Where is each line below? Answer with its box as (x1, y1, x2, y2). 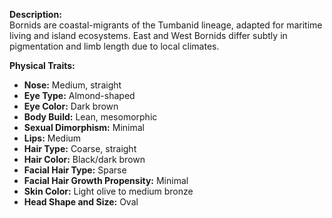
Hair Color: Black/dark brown (23, 154, 146, 165)
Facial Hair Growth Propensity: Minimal (23, 175, 189, 186)
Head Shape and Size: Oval (23, 196, 139, 208)
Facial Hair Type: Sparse (23, 164, 127, 176)
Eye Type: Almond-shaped (23, 90, 136, 101)
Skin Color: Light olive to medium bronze (23, 185, 194, 197)
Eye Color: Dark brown (23, 100, 119, 112)
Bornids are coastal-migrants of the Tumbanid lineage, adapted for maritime (9, 19, 323, 31)
